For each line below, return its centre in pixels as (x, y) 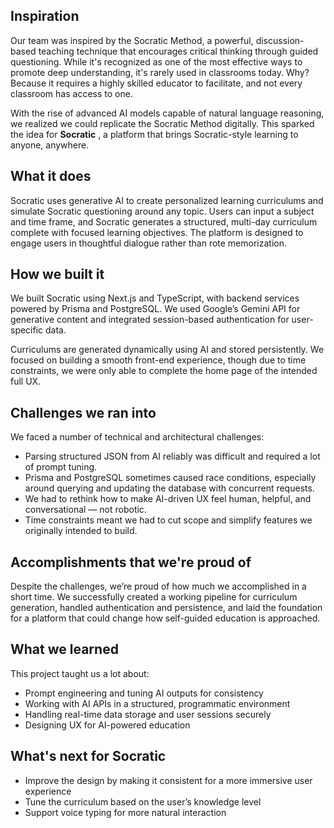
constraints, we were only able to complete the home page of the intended (164, 371)
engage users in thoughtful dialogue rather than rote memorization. (148, 243)
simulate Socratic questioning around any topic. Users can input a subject (162, 211)
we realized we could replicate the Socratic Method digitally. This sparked (162, 123)
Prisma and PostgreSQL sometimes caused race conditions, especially (170, 478)
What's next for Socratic (88, 756)
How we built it (57, 274)
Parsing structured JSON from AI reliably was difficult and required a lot (172, 456)
